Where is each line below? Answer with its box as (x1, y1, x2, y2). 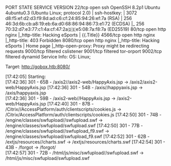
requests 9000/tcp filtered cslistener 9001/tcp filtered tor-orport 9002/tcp (5, 48, 162, 54)
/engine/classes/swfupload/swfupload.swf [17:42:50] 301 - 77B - (5, 122, 143, 129)
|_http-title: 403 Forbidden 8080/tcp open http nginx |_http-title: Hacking (5, 37, 160, 43)
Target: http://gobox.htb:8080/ (5, 64, 70, 70)
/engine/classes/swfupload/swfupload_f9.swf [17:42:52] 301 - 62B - (5, 133, 150, 139)
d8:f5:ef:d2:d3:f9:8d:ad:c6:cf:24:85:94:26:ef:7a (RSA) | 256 (5, 15, 132, 21)
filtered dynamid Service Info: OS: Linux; (5, 54, 91, 59)
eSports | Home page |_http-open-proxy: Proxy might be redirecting (5, 43, 149, 49)
